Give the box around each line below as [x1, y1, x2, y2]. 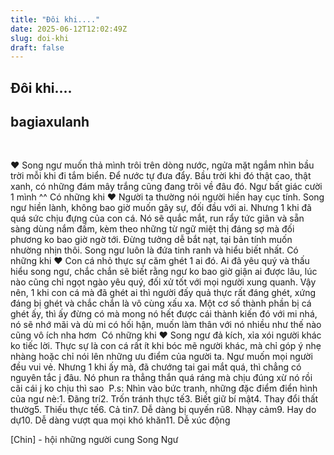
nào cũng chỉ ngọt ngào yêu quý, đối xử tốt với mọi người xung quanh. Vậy [10, 276, 317, 288]
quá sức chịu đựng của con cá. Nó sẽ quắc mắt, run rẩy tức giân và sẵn [10, 212, 305, 225]
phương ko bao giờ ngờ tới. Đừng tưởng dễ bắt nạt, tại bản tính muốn [10, 234, 293, 246]
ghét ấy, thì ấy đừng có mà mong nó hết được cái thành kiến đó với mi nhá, [10, 308, 318, 320]
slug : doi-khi [10, 33, 70, 43]
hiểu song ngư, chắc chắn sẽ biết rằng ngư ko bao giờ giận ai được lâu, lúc [10, 266, 318, 278]
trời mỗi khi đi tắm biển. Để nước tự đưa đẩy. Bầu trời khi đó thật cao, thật [10, 170, 312, 182]
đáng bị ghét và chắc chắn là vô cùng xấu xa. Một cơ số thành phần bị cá [10, 297, 312, 310]
